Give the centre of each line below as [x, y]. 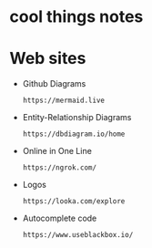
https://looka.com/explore [74, 201]
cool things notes [76, 17]
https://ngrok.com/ [60, 168]
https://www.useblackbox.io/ [78, 235]
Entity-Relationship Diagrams [77, 118]
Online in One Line [57, 151]
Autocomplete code [60, 218]
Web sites [48, 59]
